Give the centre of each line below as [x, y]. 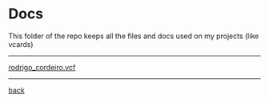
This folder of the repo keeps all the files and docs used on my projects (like [134, 36]
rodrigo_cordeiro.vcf [42, 67]
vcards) [21, 44]
